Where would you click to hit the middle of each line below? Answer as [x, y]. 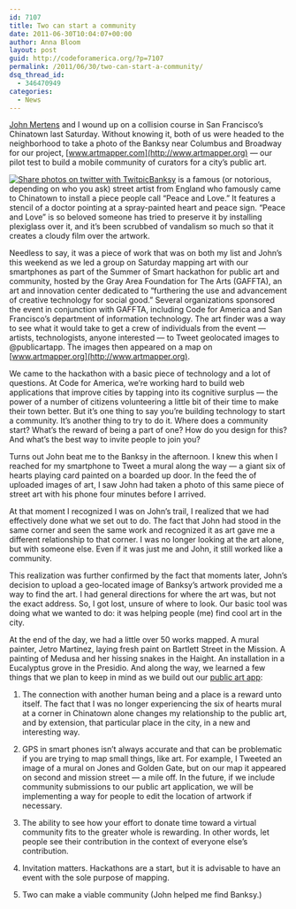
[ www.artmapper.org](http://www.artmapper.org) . [99, 357]
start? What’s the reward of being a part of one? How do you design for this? [148, 430]
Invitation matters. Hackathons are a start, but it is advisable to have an [151, 868]
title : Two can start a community [73, 26]
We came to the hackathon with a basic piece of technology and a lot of [140, 374]
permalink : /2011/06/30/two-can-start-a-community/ [106, 67]
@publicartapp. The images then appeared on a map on [111, 347]
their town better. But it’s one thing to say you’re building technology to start [147, 412]
